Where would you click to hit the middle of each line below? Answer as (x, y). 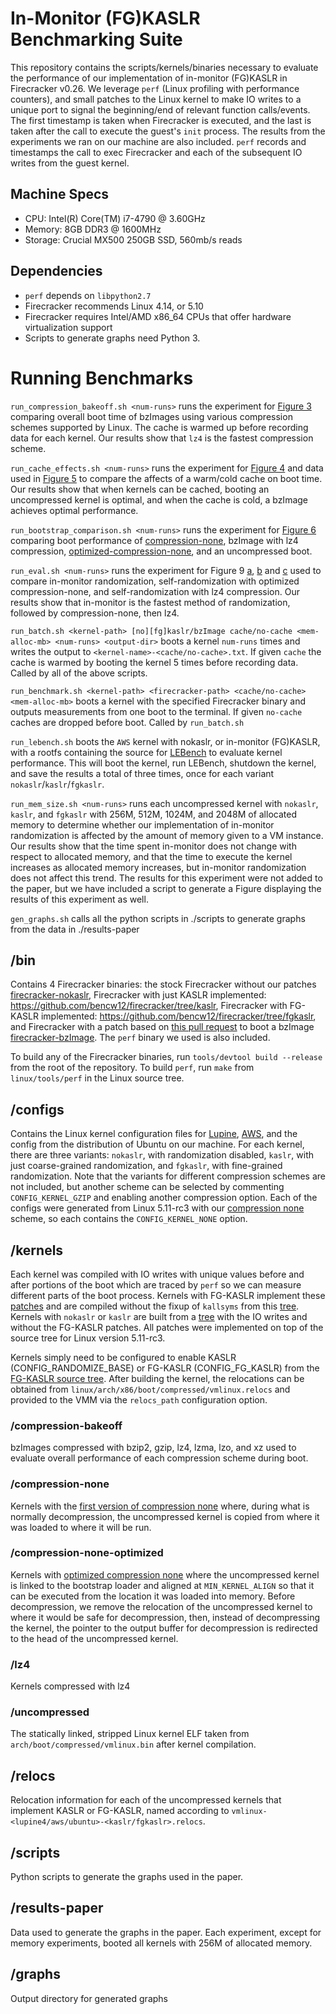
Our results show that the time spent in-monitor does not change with (153, 846)
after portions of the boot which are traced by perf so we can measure (156, 1284)
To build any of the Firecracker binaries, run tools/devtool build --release (166, 1057)
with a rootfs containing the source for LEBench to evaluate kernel (146, 752)
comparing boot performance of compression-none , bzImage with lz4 (154, 540)
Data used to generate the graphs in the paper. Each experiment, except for (166, 1932)
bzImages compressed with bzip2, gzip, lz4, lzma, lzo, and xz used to (153, 1448)
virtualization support (68, 327)
